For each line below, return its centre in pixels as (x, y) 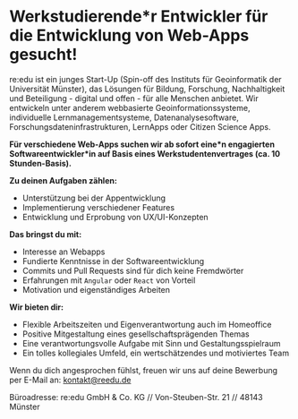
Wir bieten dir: (37, 307)
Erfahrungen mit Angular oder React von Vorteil (109, 280)
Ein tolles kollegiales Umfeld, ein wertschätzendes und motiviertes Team (155, 353)
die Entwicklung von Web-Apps (129, 35)
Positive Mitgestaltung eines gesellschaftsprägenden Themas (136, 334)
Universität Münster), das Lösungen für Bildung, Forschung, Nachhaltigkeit (147, 89)
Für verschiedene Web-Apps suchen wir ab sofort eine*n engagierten (142, 144)
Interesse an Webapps (64, 252)
